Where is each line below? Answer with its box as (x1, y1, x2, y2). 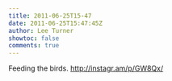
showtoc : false (8, 34, 60, 43)
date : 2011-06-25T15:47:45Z (8, 19, 103, 27)
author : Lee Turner (8, 26, 74, 34)
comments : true (8, 42, 60, 50)
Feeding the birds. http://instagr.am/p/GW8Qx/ (8, 63, 164, 73)
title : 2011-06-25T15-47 (8, 11, 92, 20)
